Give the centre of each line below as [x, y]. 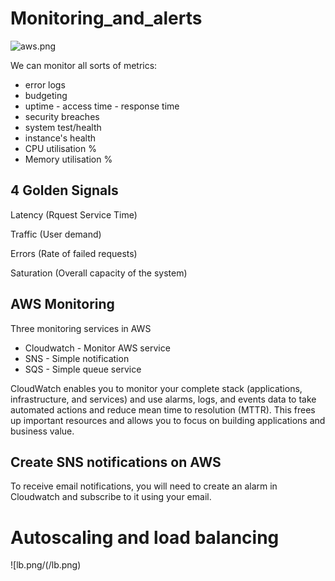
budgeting [46, 95]
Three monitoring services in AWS [81, 328]
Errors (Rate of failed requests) [74, 253]
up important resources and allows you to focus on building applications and [168, 420]
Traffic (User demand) [56, 234]
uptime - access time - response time [102, 106]
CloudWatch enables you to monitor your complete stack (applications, [156, 388]
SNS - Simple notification [77, 358]
